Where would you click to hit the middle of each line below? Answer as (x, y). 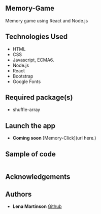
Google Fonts (27, 82)
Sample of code (30, 154)
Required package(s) (39, 98)
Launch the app (30, 126)
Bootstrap (23, 76)
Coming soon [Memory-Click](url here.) (54, 138)
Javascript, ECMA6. (33, 60)
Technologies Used (36, 37)
